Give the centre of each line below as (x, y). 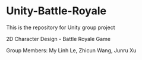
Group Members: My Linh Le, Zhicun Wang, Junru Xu (71, 50)
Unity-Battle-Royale (56, 11)
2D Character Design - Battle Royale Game (59, 39)
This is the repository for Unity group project (61, 27)
